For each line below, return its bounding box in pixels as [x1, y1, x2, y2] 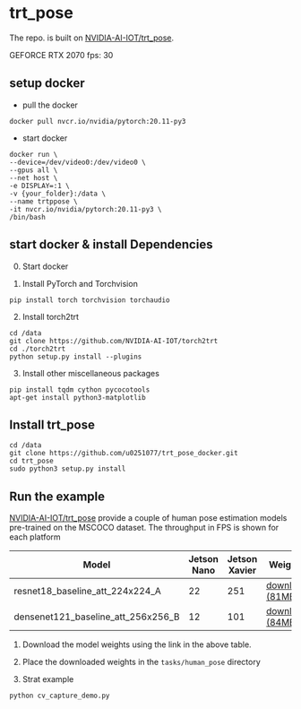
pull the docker [21, 99, 79, 110]
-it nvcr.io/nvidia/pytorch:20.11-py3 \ [9, 204, 163, 213]
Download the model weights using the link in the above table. [21, 639, 253, 650]
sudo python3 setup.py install [9, 464, 126, 473]
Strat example [21, 674, 74, 685]
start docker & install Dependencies [9, 237, 213, 253]
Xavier [228, 564, 257, 576]
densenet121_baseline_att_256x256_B [13, 610, 180, 623]
